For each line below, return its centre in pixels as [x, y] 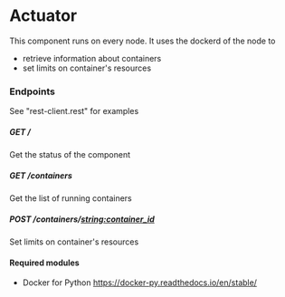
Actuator [43, 16]
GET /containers [41, 175]
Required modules [44, 263]
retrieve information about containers [92, 58]
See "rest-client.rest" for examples [74, 111]
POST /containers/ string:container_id [82, 219]
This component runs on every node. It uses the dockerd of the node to [142, 41]
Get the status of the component [70, 155]
